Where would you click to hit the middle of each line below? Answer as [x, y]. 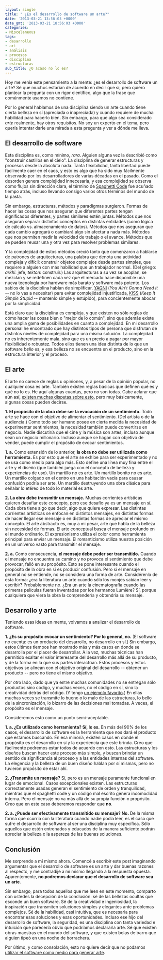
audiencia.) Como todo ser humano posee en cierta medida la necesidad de [81, 422]
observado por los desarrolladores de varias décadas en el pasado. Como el [81, 175]
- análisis [16, 50]
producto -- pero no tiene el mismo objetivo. [49, 673]
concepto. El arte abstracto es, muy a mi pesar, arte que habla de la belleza [80, 523]
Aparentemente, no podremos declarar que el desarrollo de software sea [79, 877]
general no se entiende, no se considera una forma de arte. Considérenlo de [81, 574]
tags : [10, 37]
